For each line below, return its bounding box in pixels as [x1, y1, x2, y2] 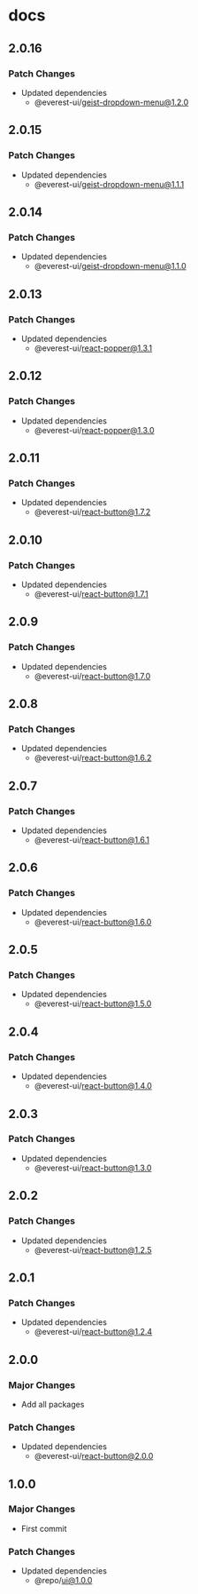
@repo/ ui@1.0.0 [34, 1575, 93, 1586]
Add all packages [20, 1399, 85, 1409]
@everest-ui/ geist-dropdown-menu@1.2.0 [34, 97, 189, 107]
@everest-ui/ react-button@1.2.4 [34, 1327, 153, 1337]
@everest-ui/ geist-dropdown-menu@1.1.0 [34, 261, 187, 272]
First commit [20, 1523, 67, 1534]
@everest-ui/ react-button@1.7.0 [34, 670, 151, 681]
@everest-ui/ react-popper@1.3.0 [34, 424, 156, 435]
